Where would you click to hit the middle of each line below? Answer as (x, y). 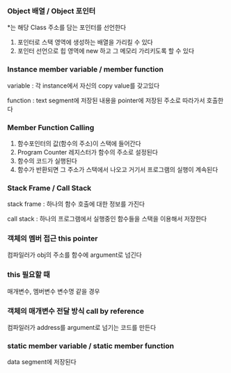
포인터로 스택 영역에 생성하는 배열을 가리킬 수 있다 (85, 42)
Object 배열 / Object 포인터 (51, 10)
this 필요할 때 (29, 275)
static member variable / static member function (91, 346)
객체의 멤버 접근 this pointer (53, 239)
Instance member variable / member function (85, 70)
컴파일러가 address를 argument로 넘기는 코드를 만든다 (82, 328)
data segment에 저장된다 (42, 362)
